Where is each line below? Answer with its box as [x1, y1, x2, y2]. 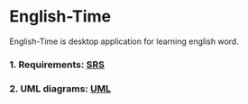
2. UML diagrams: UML [9, 82, 111, 95]
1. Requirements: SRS [9, 58, 106, 71]
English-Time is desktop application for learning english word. [9, 36, 239, 47]
